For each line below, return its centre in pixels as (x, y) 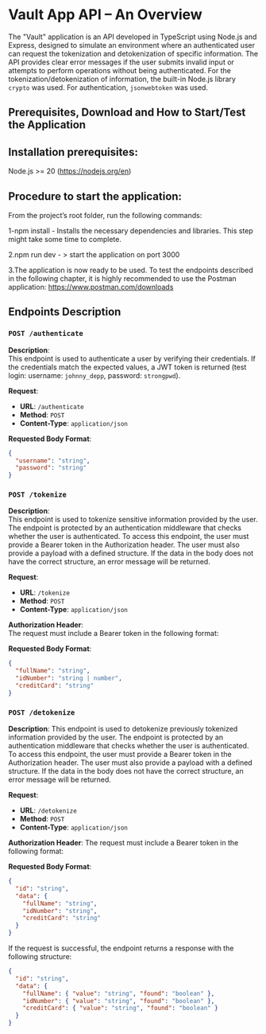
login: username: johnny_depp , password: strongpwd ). (94, 375)
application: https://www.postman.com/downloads (91, 287)
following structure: (40, 957)
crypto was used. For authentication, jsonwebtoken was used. (108, 87)
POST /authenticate (46, 334)
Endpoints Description (65, 312)
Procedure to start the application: (95, 196)
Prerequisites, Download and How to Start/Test (127, 113)
